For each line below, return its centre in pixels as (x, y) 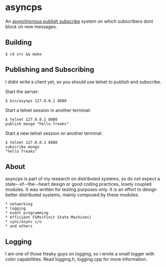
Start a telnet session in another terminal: (48, 110)
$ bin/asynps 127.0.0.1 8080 (36, 101)
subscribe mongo (22, 147)
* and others (19, 226)
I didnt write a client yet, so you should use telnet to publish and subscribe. (83, 82)
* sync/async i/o (24, 222)
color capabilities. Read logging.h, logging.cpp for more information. (76, 259)
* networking (19, 204)
